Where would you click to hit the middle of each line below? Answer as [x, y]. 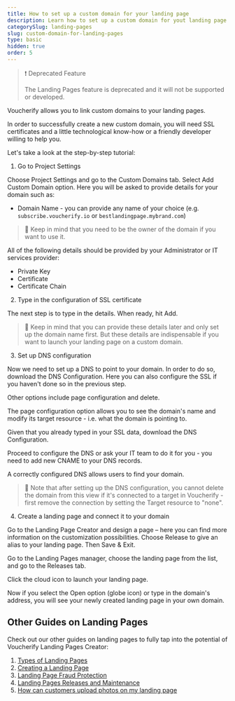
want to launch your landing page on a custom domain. [104, 341]
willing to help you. [34, 139]
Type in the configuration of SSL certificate [79, 299]
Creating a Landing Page [53, 667]
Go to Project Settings [49, 166]
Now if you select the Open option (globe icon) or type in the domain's [109, 592]
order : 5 [20, 53]
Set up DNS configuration [54, 355]
